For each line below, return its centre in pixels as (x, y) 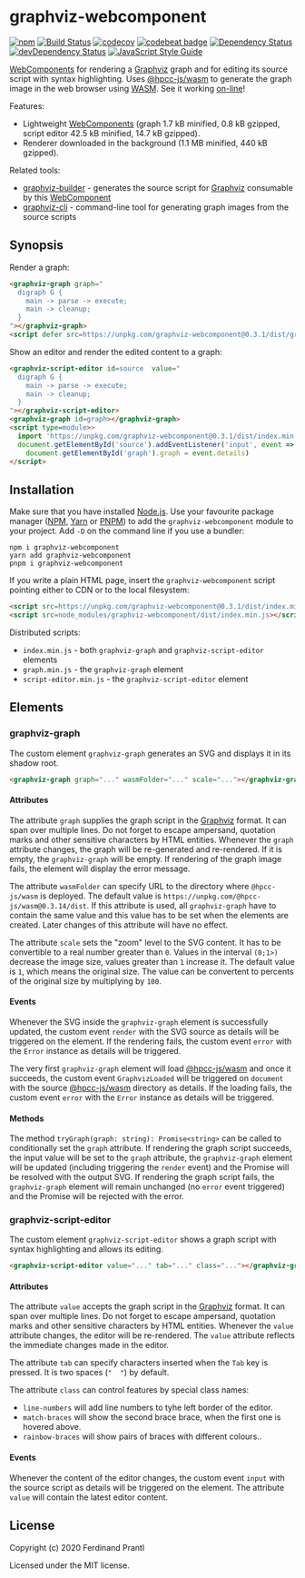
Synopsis (36, 246)
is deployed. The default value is (101, 896)
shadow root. (34, 763)
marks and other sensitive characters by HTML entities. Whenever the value (152, 1326)
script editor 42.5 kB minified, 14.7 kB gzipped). (111, 133)
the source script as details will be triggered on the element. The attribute (147, 1487)
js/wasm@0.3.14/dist (49, 906)
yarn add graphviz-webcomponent (70, 556)
